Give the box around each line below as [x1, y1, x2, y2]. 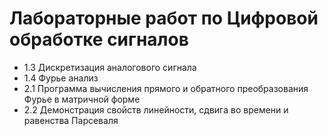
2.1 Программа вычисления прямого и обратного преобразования [23, 82, 309, 94]
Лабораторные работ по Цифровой [9, 7, 319, 30]
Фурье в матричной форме [23, 93, 141, 105]
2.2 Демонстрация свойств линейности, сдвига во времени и [23, 103, 289, 116]
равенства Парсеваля [23, 114, 119, 126]
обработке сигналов [9, 28, 189, 51]
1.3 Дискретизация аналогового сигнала [23, 61, 197, 73]
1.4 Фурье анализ [23, 72, 99, 84]
